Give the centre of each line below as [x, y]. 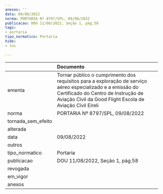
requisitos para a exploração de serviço [102, 81]
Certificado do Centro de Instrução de [100, 93]
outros [15, 145]
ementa [16, 90]
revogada [18, 168]
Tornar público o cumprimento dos [96, 75]
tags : [10, 28]
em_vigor [18, 176]
